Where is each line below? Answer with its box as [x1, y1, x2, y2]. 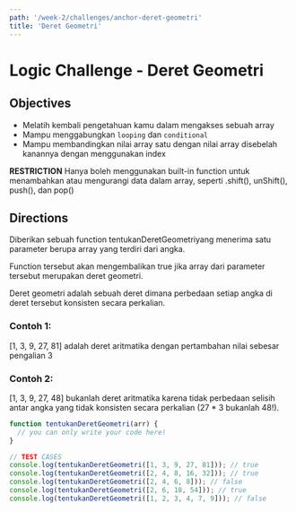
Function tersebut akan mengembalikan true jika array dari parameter [9, 261, 266, 272]
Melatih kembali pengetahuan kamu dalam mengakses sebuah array [22, 119, 275, 130]
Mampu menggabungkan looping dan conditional [22, 129, 209, 140]
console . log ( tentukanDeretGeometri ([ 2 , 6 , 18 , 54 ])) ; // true [9, 486, 247, 495]
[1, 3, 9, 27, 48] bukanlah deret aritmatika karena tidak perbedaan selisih [9, 392, 275, 404]
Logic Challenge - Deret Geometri [9, 60, 265, 81]
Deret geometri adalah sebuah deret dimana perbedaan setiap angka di [9, 288, 274, 299]
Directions [9, 210, 69, 225]
